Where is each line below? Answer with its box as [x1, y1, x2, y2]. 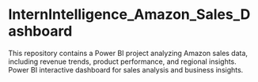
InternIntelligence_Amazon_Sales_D [8, 6, 251, 24]
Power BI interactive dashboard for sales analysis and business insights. [8, 65, 244, 74]
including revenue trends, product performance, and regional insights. [8, 57, 237, 66]
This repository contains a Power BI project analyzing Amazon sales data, [8, 48, 248, 58]
